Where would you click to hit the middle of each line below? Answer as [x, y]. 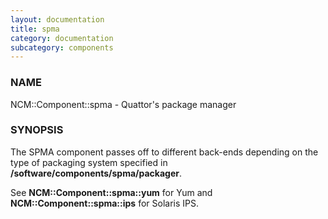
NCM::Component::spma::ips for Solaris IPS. [104, 203]
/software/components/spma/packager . [96, 173]
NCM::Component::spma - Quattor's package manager [123, 104]
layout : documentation [57, 19]
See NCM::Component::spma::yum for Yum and [111, 192]
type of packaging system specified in [89, 162]
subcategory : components [62, 47]
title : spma [35, 29]
